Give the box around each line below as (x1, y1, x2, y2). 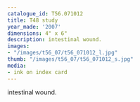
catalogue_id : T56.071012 (7, 10, 83, 17)
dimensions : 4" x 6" (7, 29, 68, 37)
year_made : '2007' (7, 23, 61, 30)
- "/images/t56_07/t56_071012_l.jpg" (7, 50, 118, 57)
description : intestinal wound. (7, 36, 102, 43)
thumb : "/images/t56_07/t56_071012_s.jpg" (7, 56, 134, 63)
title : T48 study (7, 17, 58, 24)
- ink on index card (7, 68, 68, 75)
